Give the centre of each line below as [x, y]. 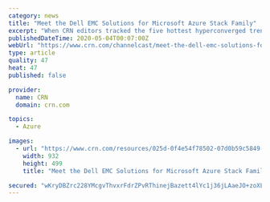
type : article [32, 53]
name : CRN [32, 97]
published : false [37, 75]
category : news [34, 16]
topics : [21, 119]
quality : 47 [28, 61]
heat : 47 [23, 68]
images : [21, 141]
